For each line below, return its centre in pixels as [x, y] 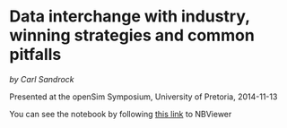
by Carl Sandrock [42, 79]
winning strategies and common [132, 35]
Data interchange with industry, [130, 17]
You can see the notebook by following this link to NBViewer [121, 114]
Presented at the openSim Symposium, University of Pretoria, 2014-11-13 [143, 97]
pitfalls [35, 55]
